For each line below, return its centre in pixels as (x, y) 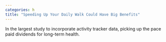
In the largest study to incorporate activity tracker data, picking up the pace (83, 28)
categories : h (20, 10)
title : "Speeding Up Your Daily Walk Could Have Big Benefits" (73, 14)
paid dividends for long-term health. (43, 34)
